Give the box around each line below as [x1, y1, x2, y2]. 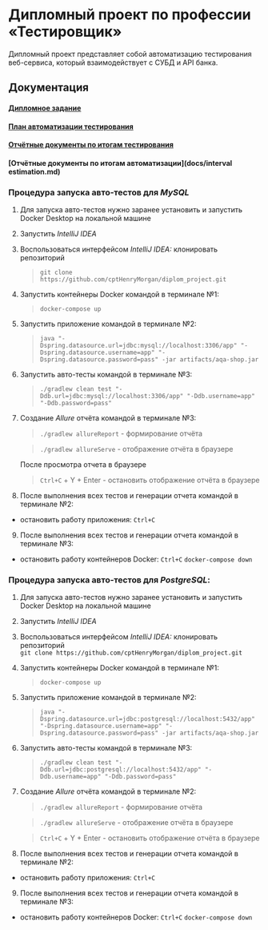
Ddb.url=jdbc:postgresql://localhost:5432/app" [39, 766, 202, 774]
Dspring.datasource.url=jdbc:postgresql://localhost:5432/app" [39, 715, 256, 723]
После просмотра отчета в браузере [19, 460, 146, 469]
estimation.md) [8, 167, 61, 176]
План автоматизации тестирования [8, 122, 134, 131]
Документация [8, 81, 90, 95]
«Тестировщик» [8, 22, 122, 41]
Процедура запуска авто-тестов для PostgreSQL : [8, 574, 210, 586]
